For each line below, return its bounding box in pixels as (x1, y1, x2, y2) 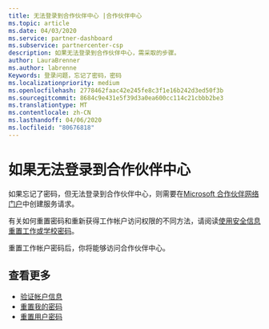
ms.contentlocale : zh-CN (8, 109, 91, 117)
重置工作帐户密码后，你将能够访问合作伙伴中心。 (8, 242, 170, 253)
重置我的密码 (19, 302, 62, 311)
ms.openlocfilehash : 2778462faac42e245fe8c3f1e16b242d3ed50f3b (8, 86, 224, 95)
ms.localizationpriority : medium (8, 79, 120, 87)
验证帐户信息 (19, 291, 62, 301)
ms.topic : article (8, 19, 70, 27)
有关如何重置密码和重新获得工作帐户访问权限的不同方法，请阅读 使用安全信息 (8, 216, 261, 225)
